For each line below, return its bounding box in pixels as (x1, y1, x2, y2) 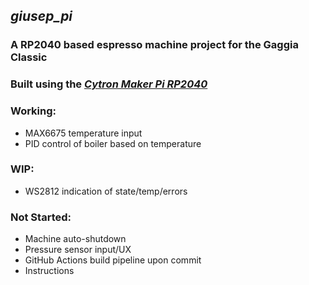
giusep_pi (10, 8, 73, 25)
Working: (10, 104, 57, 118)
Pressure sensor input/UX (24, 244, 132, 256)
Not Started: (10, 210, 72, 224)
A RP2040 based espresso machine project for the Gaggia (10, 38, 299, 52)
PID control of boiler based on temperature (24, 137, 202, 149)
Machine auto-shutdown (24, 233, 127, 245)
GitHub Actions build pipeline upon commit (24, 254, 202, 266)
